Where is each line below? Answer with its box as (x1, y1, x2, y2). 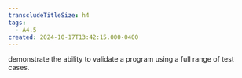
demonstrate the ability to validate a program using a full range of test (8, 55, 234, 64)
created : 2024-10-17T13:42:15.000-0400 (8, 33, 139, 41)
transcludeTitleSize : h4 (8, 11, 90, 19)
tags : (8, 19, 26, 27)
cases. (8, 63, 30, 73)
